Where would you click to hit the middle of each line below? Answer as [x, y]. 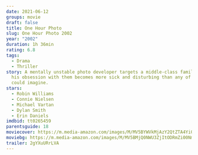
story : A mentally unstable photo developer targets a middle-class [92, 72]
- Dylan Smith [29, 110]
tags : [13, 55]
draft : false [22, 22]
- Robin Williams [33, 94]
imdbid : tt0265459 [29, 121]
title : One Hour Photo [34, 28]
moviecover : [21, 132]
